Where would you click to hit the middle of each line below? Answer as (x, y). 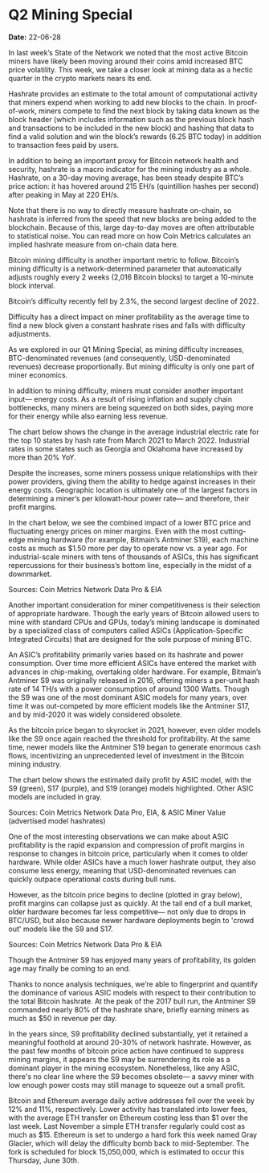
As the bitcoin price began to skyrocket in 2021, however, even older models (134, 730)
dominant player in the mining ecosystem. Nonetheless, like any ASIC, (124, 1068)
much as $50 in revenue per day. (63, 1018)
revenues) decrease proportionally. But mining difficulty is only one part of (131, 366)
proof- (247, 102)
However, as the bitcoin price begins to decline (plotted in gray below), (125, 894)
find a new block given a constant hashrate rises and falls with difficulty (127, 325)
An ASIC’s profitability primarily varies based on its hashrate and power (126, 654)
